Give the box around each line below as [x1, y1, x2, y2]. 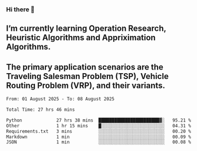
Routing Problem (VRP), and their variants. [6, 80, 166, 90]
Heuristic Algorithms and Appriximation [6, 32, 156, 43]
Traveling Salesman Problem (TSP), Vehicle [6, 71, 169, 81]
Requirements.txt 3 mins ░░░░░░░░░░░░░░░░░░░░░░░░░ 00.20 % [6, 128, 192, 134]
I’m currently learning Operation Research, [6, 24, 166, 34]
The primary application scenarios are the [6, 62, 163, 72]
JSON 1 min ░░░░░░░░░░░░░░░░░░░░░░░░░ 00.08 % [6, 139, 192, 145]
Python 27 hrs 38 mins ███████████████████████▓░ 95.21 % [6, 117, 192, 123]
